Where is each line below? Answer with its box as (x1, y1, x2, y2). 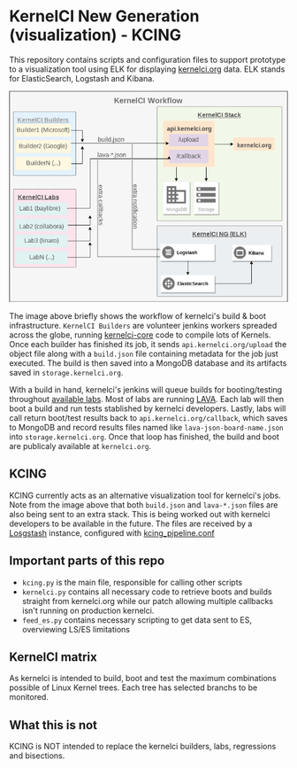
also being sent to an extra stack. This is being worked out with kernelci (9, 508, 270, 519)
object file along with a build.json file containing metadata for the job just (9, 348, 278, 360)
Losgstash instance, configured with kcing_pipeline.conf (9, 527, 215, 538)
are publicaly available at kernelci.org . (9, 441, 152, 452)
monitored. (9, 692, 49, 702)
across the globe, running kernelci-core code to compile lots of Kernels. (9, 330, 271, 340)
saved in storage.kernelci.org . (9, 368, 124, 378)
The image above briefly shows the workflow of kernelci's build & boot (9, 311, 267, 322)
